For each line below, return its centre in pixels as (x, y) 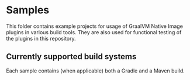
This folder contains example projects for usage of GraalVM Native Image (94, 26)
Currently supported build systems (71, 57)
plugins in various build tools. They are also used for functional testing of (94, 32)
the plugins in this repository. (41, 38)
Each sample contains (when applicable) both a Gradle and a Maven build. (96, 71)
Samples (28, 10)
